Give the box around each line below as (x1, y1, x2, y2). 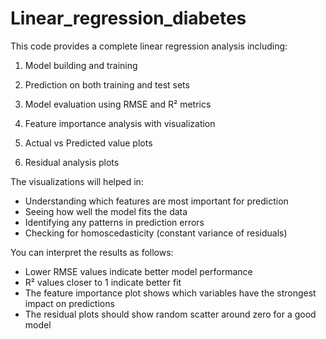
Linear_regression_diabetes (10, 7, 247, 30)
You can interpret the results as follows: (10, 246, 174, 258)
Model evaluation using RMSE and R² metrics (24, 98, 212, 110)
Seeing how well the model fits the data (24, 205, 188, 217)
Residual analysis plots (24, 156, 120, 168)
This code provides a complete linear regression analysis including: (10, 40, 288, 52)
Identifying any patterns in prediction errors (24, 216, 205, 228)
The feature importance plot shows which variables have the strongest (24, 287, 317, 299)
